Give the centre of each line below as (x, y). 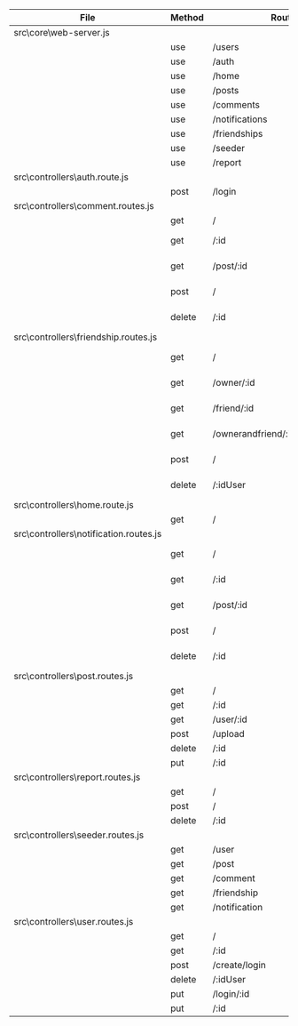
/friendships (238, 134)
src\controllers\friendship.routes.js (86, 337)
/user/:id (230, 719)
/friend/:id (233, 408)
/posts (226, 90)
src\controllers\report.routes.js (77, 777)
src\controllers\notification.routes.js (88, 534)
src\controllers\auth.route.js (71, 177)
